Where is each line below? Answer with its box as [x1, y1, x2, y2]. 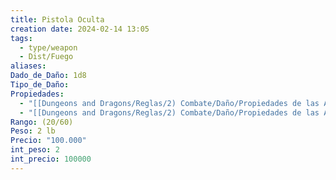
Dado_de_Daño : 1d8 [10, 71, 87, 81]
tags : [10, 33, 33, 43]
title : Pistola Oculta [10, 14, 105, 25]
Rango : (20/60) [10, 117, 74, 127]
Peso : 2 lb [10, 126, 56, 136]
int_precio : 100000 [10, 154, 92, 164]
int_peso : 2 [10, 145, 60, 155]
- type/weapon [19, 42, 78, 53]
